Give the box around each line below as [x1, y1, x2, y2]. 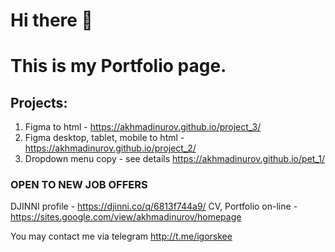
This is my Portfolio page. [10, 55, 227, 78]
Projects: [10, 94, 68, 111]
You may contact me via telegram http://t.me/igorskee [10, 230, 233, 243]
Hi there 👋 [10, 9, 93, 32]
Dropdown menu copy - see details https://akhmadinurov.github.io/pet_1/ [24, 153, 325, 165]
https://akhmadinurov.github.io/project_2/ [24, 142, 197, 154]
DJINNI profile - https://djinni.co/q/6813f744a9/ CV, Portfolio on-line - [10, 200, 298, 213]
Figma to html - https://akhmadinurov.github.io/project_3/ [24, 121, 262, 133]
